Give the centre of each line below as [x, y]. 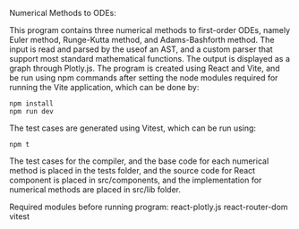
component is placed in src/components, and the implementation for [136, 180]
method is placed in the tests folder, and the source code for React [132, 170]
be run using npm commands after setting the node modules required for [144, 78]
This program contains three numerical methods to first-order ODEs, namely [150, 30]
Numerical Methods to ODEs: [63, 13]
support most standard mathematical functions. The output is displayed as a [150, 59]
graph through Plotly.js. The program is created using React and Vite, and [145, 68]
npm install [31, 104]
